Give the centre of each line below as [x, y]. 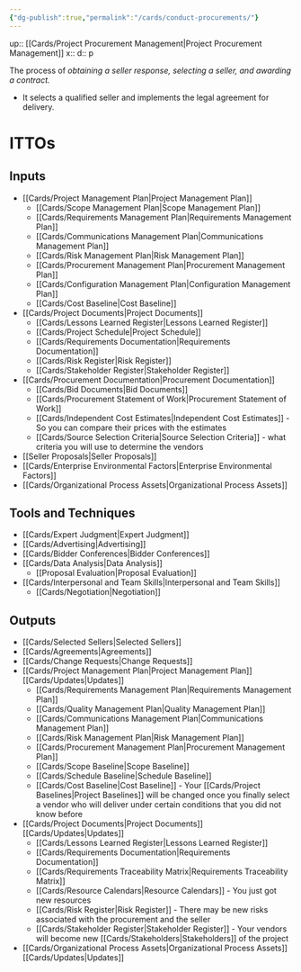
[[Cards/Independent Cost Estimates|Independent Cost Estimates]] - [163, 418]
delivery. [38, 107]
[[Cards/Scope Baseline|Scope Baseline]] [113, 767]
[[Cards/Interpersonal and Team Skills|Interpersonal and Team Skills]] [151, 582]
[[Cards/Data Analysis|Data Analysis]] [93, 563]
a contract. [30, 80]
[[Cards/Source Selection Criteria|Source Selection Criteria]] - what [160, 436]
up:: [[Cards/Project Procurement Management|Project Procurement [136, 43]
